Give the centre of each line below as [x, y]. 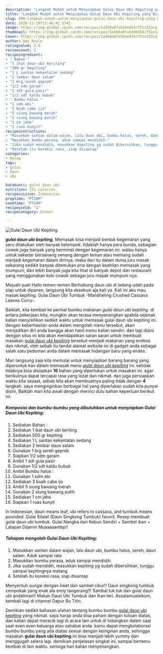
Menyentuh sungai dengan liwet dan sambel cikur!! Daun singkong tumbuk [80, 586]
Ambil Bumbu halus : [33, 471]
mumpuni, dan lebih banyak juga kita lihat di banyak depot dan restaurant [79, 271]
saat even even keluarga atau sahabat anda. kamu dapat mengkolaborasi [78, 626]
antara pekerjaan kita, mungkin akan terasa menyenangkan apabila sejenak [81, 315]
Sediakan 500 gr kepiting [37, 435]
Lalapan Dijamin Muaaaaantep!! [37, 527]
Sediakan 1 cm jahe [32, 497]
